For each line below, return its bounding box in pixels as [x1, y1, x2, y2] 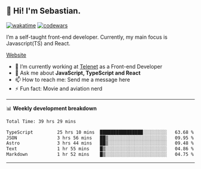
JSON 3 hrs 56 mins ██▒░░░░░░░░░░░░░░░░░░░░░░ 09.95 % [6, 135, 194, 141]
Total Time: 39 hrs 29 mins [6, 118, 77, 124]
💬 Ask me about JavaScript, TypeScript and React [14, 69, 141, 76]
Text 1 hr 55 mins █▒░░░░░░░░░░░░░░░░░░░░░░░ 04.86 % [6, 146, 194, 152]
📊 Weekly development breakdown [6, 105, 97, 112]
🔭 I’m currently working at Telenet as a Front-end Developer [14, 63, 163, 70]
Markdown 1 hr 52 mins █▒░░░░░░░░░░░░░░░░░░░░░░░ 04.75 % [6, 152, 194, 158]
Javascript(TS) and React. [6, 39, 71, 47]
